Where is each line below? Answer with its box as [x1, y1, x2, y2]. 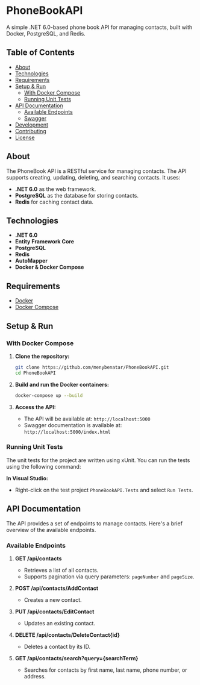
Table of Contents [6, 48, 75, 58]
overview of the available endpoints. [6, 526, 96, 533]
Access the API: [14, 403, 56, 410]
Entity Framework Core [14, 238, 74, 245]
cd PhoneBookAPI [14, 370, 56, 376]
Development [14, 121, 49, 128]
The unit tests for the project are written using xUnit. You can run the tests [6, 456, 190, 464]
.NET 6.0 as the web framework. [14, 185, 96, 193]
